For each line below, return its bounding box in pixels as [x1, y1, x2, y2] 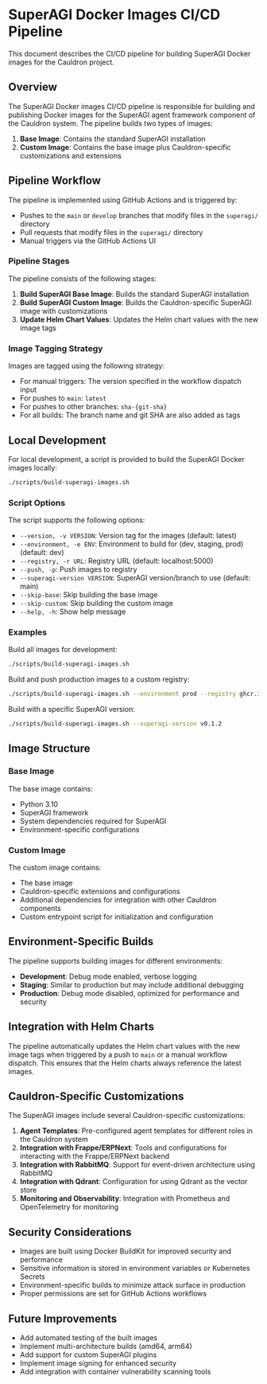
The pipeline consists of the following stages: [8, 273, 157, 283]
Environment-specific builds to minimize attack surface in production [19, 1280, 246, 1290]
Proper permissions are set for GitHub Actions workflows [19, 1288, 207, 1299]
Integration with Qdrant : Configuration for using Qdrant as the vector [19, 1177, 248, 1187]
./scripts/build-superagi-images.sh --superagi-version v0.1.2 [8, 720, 222, 728]
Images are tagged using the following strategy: [8, 361, 165, 371]
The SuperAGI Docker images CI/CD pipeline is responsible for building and [8, 101, 256, 111]
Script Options [8, 497, 66, 508]
